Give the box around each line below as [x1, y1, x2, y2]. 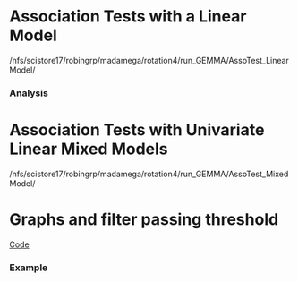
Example [9, 261, 48, 274]
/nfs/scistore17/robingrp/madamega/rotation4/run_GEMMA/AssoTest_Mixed [9, 168, 289, 179]
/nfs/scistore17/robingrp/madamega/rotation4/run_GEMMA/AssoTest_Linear [9, 55, 289, 65]
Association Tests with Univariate [9, 120, 265, 141]
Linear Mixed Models [9, 139, 168, 159]
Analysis [9, 87, 49, 99]
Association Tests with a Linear [9, 6, 247, 27]
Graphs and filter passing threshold [9, 209, 279, 229]
